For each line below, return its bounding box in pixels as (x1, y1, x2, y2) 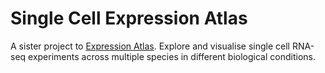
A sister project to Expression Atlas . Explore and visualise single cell (10, 40, 290, 52)
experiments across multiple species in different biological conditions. (28, 50, 316, 62)
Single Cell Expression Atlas (10, 7, 248, 30)
